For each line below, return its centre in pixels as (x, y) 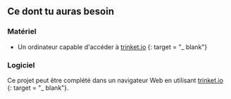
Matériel (22, 32)
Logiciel (21, 65)
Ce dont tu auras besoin (61, 12)
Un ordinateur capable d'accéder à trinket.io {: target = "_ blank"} (112, 47)
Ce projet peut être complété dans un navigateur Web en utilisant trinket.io (115, 80)
